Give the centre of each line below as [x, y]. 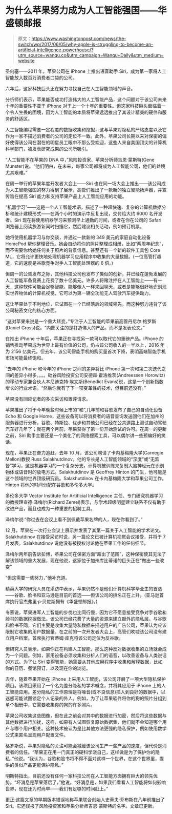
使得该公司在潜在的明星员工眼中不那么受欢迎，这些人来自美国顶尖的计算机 [88, 142]
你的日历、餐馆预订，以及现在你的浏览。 [48, 668]
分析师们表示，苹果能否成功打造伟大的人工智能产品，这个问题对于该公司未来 [86, 99]
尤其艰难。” [17, 172]
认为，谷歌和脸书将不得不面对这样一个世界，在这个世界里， [97, 758]
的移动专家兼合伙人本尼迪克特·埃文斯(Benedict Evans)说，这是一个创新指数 [84, 381]
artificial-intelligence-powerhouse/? [56, 50]
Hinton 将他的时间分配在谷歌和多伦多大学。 [51, 485]
